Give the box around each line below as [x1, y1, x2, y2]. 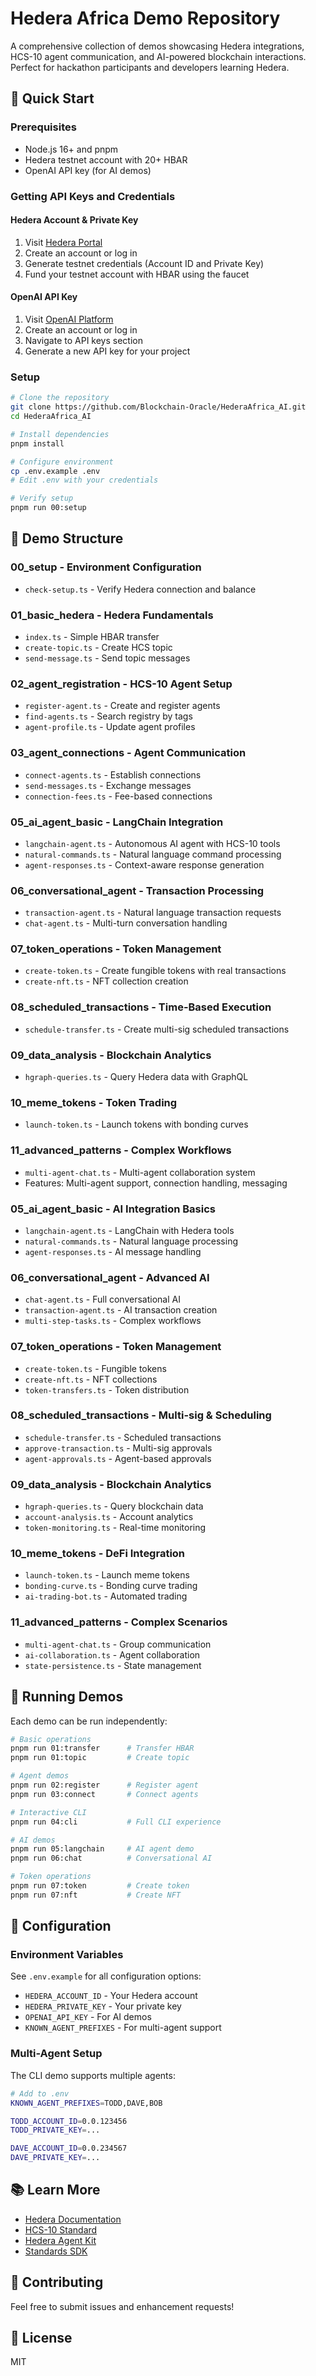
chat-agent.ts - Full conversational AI [24, 1293, 181, 1306]
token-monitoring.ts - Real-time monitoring [24, 1522, 207, 1534]
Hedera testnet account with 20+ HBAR [24, 153, 188, 166]
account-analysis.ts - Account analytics [24, 1511, 194, 1523]
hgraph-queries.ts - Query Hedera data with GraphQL [24, 1071, 249, 1083]
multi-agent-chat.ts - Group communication [24, 1638, 212, 1650]
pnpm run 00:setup [10, 503, 87, 513]
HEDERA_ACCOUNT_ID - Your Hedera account [24, 1990, 198, 2002]
